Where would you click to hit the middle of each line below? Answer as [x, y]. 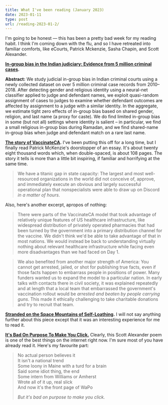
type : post [17, 19]
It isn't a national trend [41, 361]
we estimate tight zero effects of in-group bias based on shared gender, [79, 111]
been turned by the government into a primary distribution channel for [90, 231]
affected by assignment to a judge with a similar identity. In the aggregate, [82, 106]
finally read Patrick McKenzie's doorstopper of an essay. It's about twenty [82, 148]
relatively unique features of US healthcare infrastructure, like [81, 220]
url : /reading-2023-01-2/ [32, 24]
